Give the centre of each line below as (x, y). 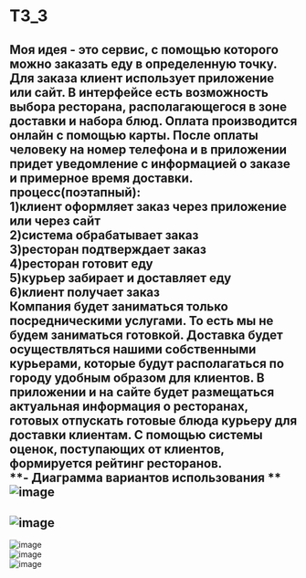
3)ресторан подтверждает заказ (108, 249)
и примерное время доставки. (101, 178)
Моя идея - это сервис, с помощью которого (144, 50)
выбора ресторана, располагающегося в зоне (148, 106)
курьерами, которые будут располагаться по (147, 363)
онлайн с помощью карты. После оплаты (134, 135)
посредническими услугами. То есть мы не (142, 321)
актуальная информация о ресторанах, (129, 406)
